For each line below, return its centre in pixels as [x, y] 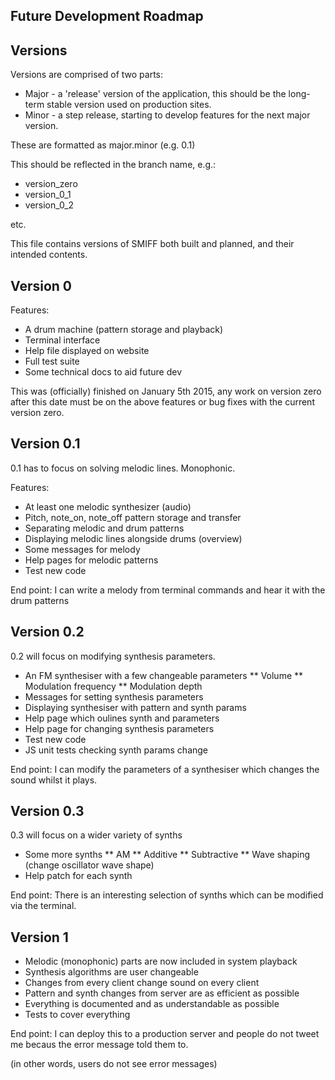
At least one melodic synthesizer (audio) [108, 506]
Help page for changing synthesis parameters [119, 728]
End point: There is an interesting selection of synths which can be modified [167, 895]
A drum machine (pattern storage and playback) [124, 330]
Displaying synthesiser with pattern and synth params [135, 707]
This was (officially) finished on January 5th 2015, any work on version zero [166, 391]
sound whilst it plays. [54, 780]
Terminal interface [62, 340]
